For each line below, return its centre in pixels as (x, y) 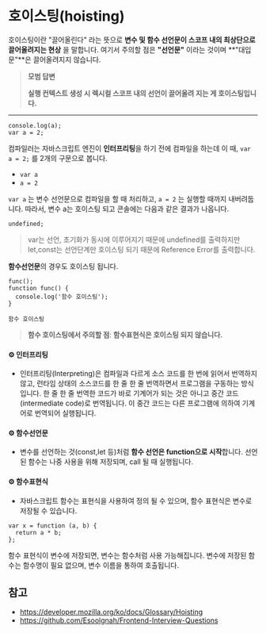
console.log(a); (35, 125)
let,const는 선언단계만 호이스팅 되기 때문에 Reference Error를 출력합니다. (141, 249)
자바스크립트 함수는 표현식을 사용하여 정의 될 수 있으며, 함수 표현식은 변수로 (136, 501)
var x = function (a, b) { (53, 526)
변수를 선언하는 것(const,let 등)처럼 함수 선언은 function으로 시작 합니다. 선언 (139, 452)
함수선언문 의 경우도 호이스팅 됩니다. (63, 266)
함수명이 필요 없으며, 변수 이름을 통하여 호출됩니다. (101, 565)
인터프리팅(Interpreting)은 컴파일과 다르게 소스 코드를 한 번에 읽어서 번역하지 (138, 374)
